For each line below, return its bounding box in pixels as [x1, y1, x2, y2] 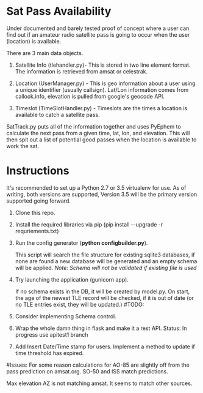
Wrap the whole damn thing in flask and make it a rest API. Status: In [15, 324, 187, 332]
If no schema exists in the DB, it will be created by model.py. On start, [15, 288, 190, 295]
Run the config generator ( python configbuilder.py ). [15, 239, 148, 246]
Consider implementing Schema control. [15, 312, 117, 320]
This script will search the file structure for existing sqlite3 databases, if [15, 251, 195, 258]
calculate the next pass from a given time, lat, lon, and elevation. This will [6, 129, 190, 137]
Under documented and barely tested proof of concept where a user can [6, 24, 190, 32]
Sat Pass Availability [6, 4, 112, 18]
